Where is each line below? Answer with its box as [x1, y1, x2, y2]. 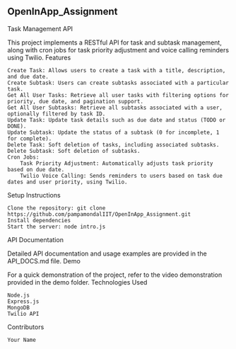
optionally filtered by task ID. [7, 110, 106, 118]
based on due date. [7, 166, 65, 173]
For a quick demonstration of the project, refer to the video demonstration [7, 270, 223, 279]
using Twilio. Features [7, 53, 71, 62]
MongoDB [7, 304, 30, 311]
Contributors [7, 322, 45, 331]
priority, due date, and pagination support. [7, 98, 143, 105]
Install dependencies [7, 217, 71, 224]
